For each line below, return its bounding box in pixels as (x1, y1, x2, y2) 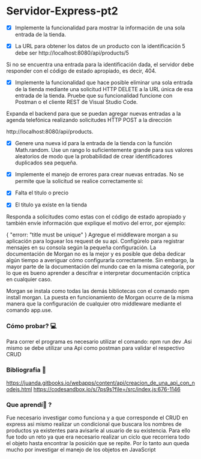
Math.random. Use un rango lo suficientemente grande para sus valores (14, 146, 193, 154)
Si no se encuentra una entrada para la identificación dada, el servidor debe (6, 61, 194, 68)
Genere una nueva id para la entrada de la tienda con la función (14, 140, 172, 147)
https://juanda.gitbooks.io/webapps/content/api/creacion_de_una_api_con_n (6, 379, 195, 386)
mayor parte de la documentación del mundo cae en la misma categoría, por (6, 263, 196, 271)
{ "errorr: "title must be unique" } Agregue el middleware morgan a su (6, 231, 178, 238)
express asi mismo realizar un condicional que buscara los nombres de (6, 421, 182, 428)
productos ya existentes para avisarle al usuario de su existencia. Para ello (6, 427, 191, 434)
